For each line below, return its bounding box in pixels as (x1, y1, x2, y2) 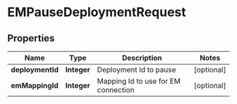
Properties (7, 32, 55, 44)
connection (97, 85, 135, 95)
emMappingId (11, 81, 59, 90)
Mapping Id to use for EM (97, 77, 181, 86)
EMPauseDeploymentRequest (7, 4, 187, 20)
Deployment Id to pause (97, 65, 176, 74)
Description (122, 53, 162, 63)
